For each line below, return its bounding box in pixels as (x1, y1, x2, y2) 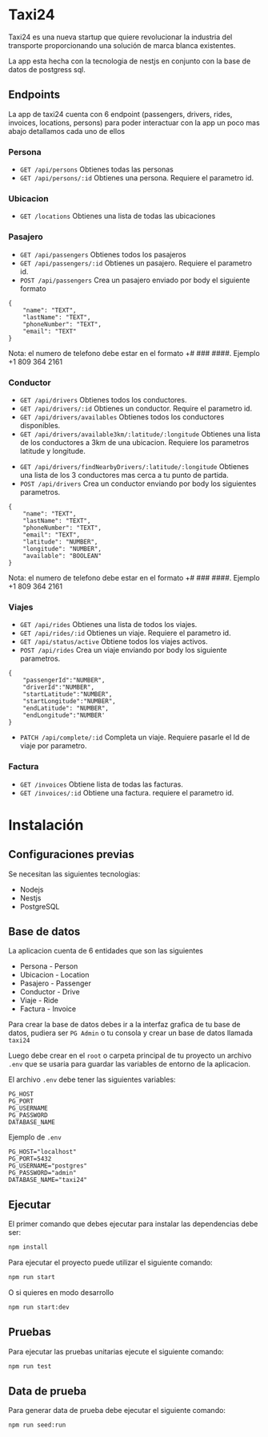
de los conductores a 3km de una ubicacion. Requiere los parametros (19, 437, 250, 447)
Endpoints (8, 88, 61, 102)
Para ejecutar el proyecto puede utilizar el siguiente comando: (8, 1257, 214, 1268)
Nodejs (19, 884, 44, 894)
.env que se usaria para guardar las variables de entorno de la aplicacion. (8, 1059, 250, 1069)
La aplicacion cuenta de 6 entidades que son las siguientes (8, 946, 204, 956)
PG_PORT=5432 (8, 1155, 52, 1164)
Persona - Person (19, 961, 78, 971)
